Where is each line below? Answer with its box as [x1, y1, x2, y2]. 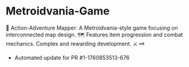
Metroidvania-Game [5, 4, 110, 18]
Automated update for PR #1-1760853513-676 [14, 54, 130, 61]
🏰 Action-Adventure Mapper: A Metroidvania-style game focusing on [5, 24, 179, 31]
